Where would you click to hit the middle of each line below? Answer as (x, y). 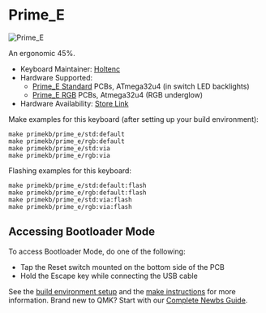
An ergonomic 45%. (42, 53)
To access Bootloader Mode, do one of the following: (97, 251)
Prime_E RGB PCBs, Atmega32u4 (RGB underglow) (118, 94)
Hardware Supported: (56, 77)
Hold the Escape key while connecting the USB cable (109, 276)
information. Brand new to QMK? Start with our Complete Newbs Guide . (128, 300)
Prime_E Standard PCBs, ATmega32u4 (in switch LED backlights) (141, 86)
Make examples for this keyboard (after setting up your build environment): (134, 119)
